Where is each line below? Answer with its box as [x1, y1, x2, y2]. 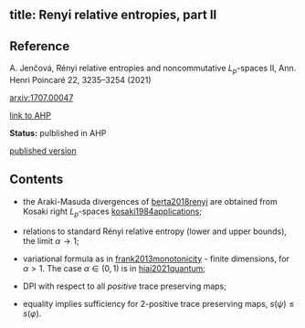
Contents [9, 172, 64, 187]
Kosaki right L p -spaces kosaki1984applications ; [22, 206, 203, 218]
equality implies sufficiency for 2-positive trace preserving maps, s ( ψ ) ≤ [22, 298, 295, 309]
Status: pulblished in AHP [9, 128, 107, 138]
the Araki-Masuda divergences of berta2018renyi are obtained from [22, 196, 278, 206]
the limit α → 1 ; [22, 235, 79, 246]
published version [9, 145, 78, 156]
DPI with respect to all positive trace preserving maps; [22, 280, 226, 291]
